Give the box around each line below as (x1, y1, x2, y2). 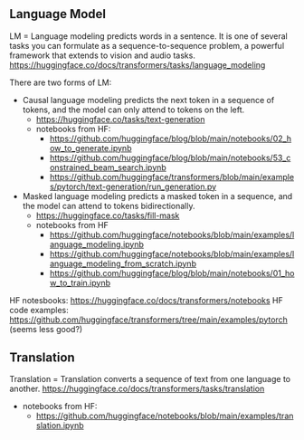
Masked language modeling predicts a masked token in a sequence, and (22, 190, 293, 201)
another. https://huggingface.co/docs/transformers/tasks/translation (9, 383, 265, 395)
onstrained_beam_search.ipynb (49, 161, 167, 173)
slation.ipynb (35, 420, 84, 431)
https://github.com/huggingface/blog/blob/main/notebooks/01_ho (49, 267, 295, 278)
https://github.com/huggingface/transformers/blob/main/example (49, 171, 295, 182)
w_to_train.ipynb (49, 277, 111, 288)
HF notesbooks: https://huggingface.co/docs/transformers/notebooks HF (9, 294, 283, 305)
